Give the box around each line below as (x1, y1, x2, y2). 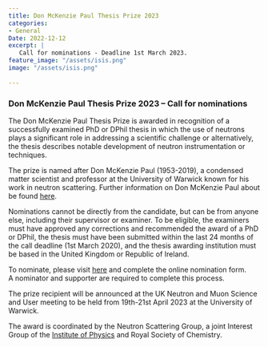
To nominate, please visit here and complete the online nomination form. (8, 264, 246, 274)
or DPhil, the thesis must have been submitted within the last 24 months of (8, 232, 254, 241)
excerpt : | (8, 42, 45, 50)
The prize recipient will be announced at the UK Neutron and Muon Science (8, 288, 258, 298)
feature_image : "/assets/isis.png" (8, 57, 127, 65)
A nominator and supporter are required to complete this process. (8, 273, 226, 283)
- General (8, 26, 42, 34)
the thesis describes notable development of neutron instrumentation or (8, 141, 246, 151)
